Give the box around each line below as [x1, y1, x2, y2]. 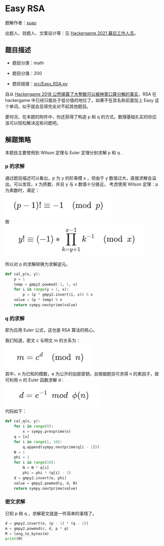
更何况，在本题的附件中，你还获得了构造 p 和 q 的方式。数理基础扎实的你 [5, 114, 153, 120]
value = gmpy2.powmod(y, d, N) [14, 481, 78, 486]
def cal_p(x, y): [5, 272, 41, 276]
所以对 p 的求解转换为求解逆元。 [5, 261, 70, 267]
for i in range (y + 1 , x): [14, 287, 69, 292]
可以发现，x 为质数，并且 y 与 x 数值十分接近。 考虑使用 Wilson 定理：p [13, 181, 158, 187]
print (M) [5, 536, 23, 542]
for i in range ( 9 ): [14, 424, 54, 429]
